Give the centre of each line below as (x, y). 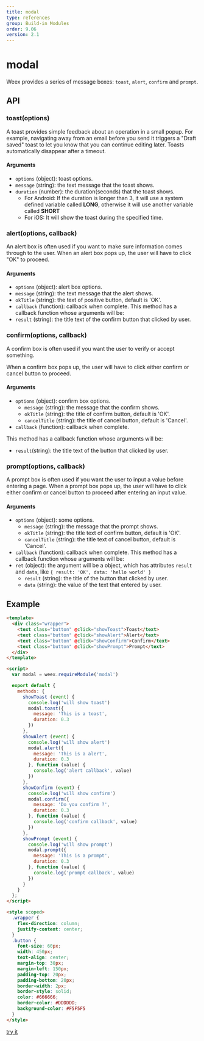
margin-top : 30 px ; (40, 964)
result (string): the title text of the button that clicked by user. (92, 450)
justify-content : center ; (50, 929)
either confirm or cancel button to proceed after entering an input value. (97, 492)
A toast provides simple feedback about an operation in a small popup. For (100, 131)
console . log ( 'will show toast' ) (69, 702)
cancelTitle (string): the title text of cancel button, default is (100, 539)
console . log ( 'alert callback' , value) (83, 771)
